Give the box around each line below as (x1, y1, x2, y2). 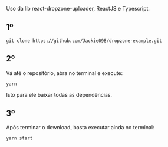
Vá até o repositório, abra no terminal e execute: (6, 69, 123, 76)
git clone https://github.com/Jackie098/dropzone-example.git (6, 38, 162, 44)
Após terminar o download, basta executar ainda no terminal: (6, 124, 154, 131)
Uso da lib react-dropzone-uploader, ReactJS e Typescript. (6, 5, 150, 12)
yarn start (6, 135, 33, 141)
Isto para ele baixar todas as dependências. (6, 91, 113, 98)
